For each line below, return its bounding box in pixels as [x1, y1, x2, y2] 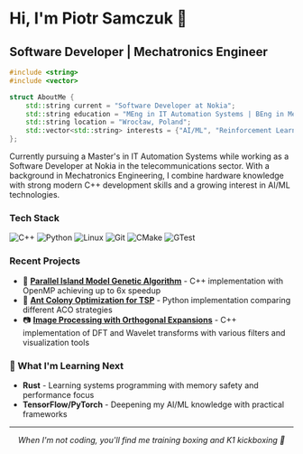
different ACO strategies [22, 304, 113, 315]
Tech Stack [9, 211, 60, 224]
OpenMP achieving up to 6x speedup [22, 284, 161, 296]
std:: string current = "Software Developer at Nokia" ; [25, 101, 236, 110]
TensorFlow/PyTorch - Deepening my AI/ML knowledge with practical [22, 399, 285, 410]
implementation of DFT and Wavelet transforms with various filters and [22, 327, 286, 338]
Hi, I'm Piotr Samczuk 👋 [9, 8, 188, 29]
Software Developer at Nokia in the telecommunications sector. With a [9, 161, 271, 171]
